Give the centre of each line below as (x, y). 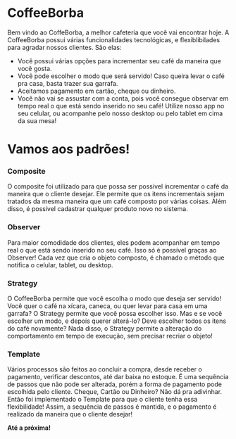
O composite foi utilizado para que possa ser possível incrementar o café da (118, 186)
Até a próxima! (29, 428)
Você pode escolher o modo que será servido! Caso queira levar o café (121, 76)
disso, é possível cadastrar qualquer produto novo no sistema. (98, 209)
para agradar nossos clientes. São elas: (64, 47)
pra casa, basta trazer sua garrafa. (68, 83)
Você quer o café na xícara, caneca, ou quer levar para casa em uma (107, 306)
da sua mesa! (37, 120)
